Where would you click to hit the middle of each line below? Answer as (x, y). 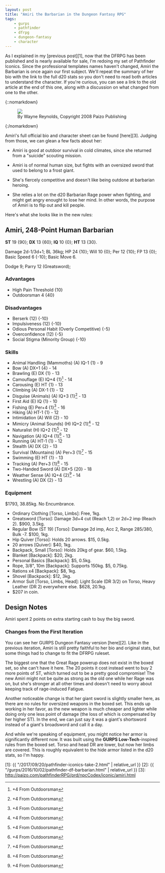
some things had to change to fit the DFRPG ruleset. (58, 653)
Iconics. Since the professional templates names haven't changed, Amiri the (82, 66)
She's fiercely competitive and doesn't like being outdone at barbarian (83, 180)
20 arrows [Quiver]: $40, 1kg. (42, 544)
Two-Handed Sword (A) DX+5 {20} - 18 (52, 469)
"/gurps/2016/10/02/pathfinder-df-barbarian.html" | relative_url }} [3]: (75, 770)
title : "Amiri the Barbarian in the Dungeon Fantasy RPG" (66, 14)
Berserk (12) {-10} (30, 319)
